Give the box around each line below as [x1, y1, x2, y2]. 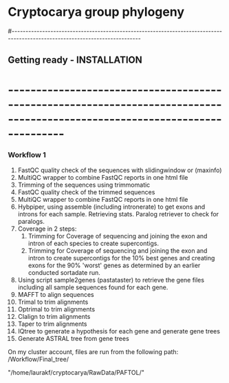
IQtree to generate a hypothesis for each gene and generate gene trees [17, 327, 221, 335]
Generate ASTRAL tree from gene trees [17, 334, 129, 342]
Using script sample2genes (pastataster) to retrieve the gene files [17, 276, 205, 284]
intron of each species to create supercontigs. [28, 239, 159, 247]
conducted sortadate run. [28, 268, 100, 276]
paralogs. [17, 217, 45, 225]
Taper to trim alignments [17, 320, 87, 328]
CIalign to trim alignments [17, 312, 91, 320]
